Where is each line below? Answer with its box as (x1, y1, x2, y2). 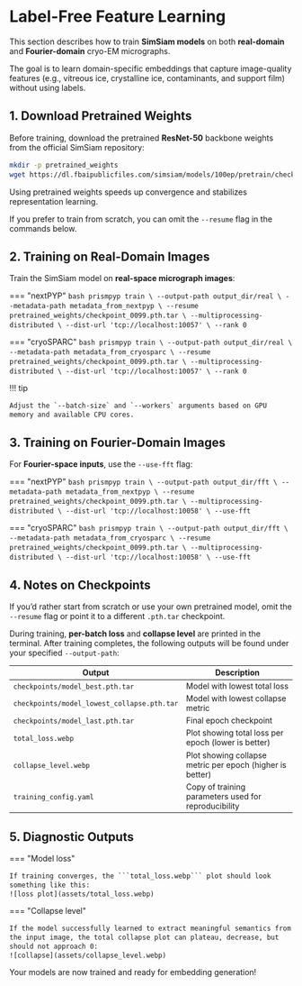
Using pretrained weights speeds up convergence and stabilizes (9, 187, 247, 197)
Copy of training (185, 781, 246, 792)
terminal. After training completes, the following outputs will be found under (9, 637, 289, 648)
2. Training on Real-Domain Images (9, 249, 210, 264)
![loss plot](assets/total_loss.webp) (9, 890, 155, 899)
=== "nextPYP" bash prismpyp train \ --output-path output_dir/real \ (9, 290, 282, 301)
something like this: (9, 881, 91, 890)
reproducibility (185, 800, 240, 811)
